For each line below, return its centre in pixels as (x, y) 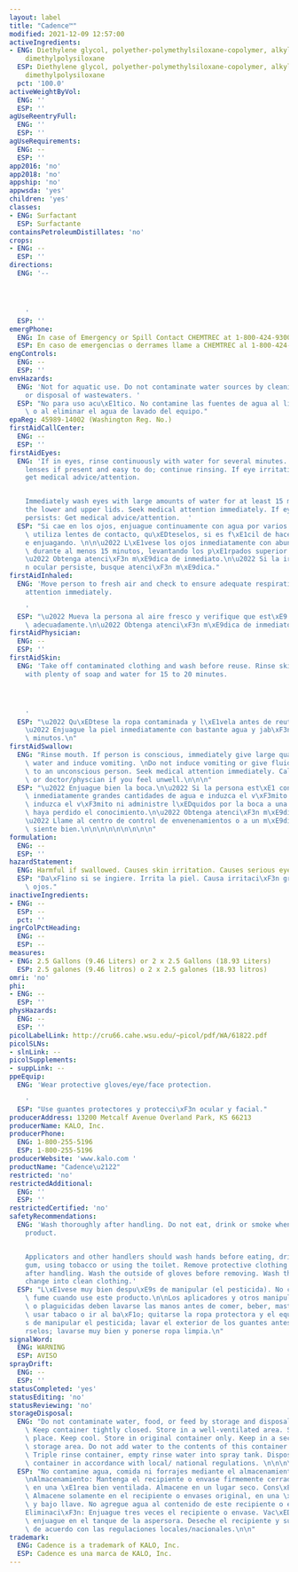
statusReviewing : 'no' (51, 1405)
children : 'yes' (39, 199)
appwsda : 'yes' (37, 191)
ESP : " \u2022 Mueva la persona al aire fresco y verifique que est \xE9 (153, 616)
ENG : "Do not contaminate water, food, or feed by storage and (136, 1422)
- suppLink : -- (37, 1069)
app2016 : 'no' (35, 166)
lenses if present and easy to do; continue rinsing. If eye (140, 470)
